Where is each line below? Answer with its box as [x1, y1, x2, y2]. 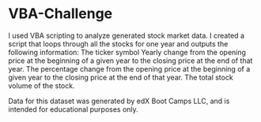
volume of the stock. [8, 80, 75, 91]
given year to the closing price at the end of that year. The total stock [8, 72, 233, 82]
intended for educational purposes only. [8, 104, 138, 114]
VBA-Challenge [8, 5, 113, 23]
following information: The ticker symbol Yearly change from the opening [8, 47, 247, 57]
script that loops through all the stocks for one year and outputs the [8, 39, 229, 48]
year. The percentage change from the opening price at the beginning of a [8, 64, 251, 73]
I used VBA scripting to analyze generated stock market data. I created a [8, 31, 245, 40]
